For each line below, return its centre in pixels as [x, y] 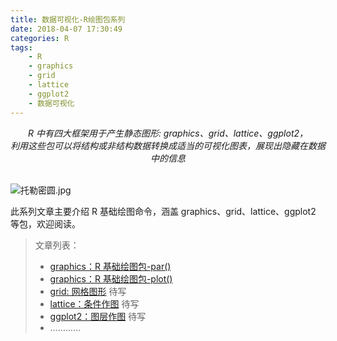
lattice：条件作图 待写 [94, 303]
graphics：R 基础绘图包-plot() [111, 278]
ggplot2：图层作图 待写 [98, 316]
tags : [21, 47]
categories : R [40, 38]
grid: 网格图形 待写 [88, 291]
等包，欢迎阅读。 [45, 223]
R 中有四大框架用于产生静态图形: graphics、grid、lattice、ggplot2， [168, 133]
